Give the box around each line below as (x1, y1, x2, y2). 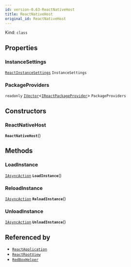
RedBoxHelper (12, 257, 39, 263)
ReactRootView (12, 252, 41, 257)
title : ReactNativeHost (5, 12, 53, 17)
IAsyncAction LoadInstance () (5, 172, 62, 178)
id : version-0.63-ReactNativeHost (5, 7, 75, 12)
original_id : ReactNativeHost (5, 16, 66, 21)
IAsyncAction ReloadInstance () (5, 196, 66, 202)
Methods (5, 147, 33, 155)
